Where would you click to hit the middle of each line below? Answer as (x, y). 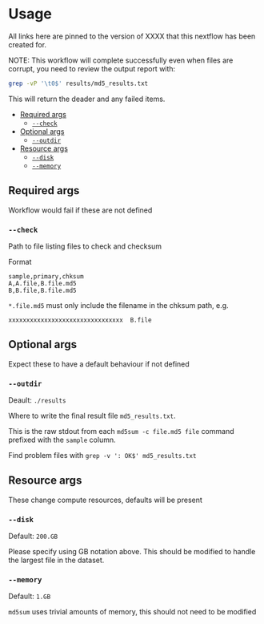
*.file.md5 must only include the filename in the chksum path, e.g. (119, 305)
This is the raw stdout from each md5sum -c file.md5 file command (121, 432)
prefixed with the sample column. (62, 440)
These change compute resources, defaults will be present (105, 500)
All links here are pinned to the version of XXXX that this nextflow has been (132, 36)
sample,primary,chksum (46, 276)
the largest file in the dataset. (56, 560)
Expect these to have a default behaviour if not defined (99, 364)
